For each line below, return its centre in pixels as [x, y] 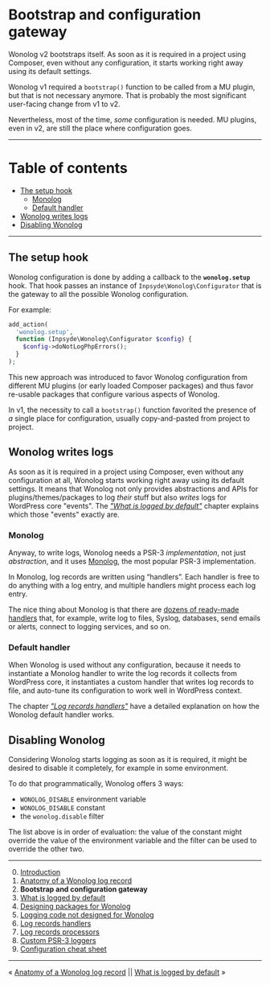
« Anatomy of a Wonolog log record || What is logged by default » [117, 972]
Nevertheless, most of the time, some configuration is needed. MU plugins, [133, 119]
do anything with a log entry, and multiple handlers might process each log [132, 586]
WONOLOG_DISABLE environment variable [83, 799]
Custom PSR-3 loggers [58, 941]
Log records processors [60, 932]
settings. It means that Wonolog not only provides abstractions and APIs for [133, 488]
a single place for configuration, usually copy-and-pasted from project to [129, 418]
